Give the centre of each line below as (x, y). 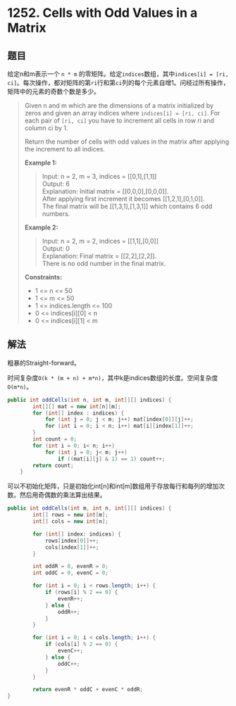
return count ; (53, 465)
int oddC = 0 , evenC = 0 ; (71, 573)
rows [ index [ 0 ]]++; (72, 541)
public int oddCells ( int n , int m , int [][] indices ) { (89, 400)
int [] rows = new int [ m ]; (71, 515)
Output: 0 (56, 248)
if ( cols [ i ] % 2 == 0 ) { (81, 644)
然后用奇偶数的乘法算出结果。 (63, 495)
